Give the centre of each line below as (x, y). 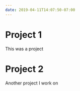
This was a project (24, 49)
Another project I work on (32, 83)
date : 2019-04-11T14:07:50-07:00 (40, 10)
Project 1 (23, 34)
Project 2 (24, 69)
